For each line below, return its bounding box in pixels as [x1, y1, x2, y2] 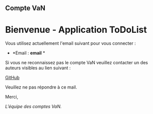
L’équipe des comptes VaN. [5, 104, 62, 110]
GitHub [5, 75, 20, 81]
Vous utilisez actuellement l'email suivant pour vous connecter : [5, 40, 136, 46]
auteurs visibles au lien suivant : [5, 65, 71, 71]
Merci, [5, 94, 18, 100]
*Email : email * [12, 50, 45, 56]
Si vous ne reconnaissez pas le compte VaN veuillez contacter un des [5, 60, 148, 66]
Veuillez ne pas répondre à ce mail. [5, 84, 77, 90]
